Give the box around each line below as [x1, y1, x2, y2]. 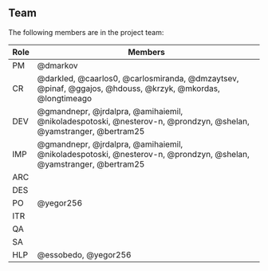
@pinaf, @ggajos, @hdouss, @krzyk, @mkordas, [37, 83, 221, 94]
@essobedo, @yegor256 [37, 249, 132, 260]
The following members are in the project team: [8, 27, 164, 37]
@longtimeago [37, 92, 93, 104]
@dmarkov [37, 60, 78, 71]
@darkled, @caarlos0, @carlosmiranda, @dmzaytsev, [37, 73, 239, 84]
